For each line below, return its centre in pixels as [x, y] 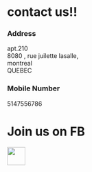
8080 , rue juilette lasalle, [43, 56]
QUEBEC [20, 70]
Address [22, 34]
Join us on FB [46, 131]
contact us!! [42, 12]
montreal [20, 64]
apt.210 [18, 48]
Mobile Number [34, 88]
